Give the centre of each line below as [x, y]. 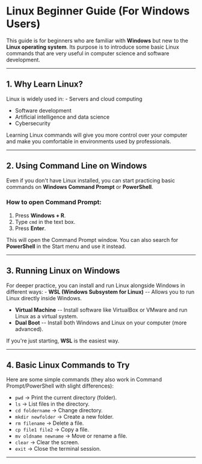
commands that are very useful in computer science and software [88, 53]
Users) [23, 24]
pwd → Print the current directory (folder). [66, 398]
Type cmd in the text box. [45, 221]
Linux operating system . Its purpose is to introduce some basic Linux [93, 47]
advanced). [29, 329]
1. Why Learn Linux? [44, 85]
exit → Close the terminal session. [58, 449]
